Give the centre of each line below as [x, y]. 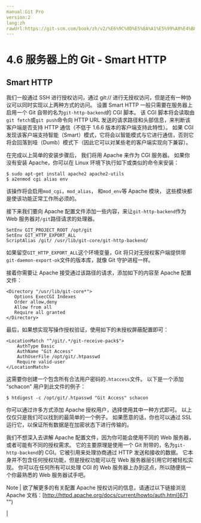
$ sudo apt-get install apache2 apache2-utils [65, 174]
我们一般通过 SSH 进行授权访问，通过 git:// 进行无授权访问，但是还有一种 [96, 98]
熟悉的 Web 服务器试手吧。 [55, 475]
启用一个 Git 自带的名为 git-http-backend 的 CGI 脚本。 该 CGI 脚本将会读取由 [100, 113]
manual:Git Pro [25, 12]
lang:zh [16, 23]
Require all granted [40, 313]
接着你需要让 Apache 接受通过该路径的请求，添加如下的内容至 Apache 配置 [99, 273]
